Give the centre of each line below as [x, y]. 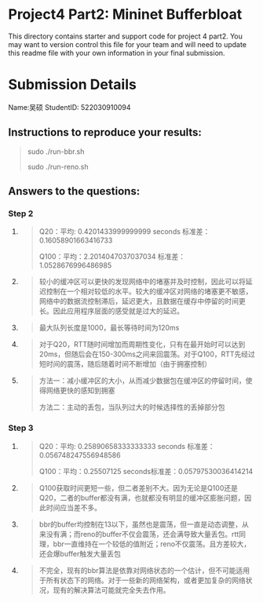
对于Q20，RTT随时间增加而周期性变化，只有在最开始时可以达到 [142, 345]
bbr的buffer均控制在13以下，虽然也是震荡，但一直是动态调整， [141, 524]
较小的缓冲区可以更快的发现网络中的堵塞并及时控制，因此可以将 [142, 282]
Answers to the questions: [74, 191]
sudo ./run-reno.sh [58, 166]
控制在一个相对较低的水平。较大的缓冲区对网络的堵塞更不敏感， [149, 291]
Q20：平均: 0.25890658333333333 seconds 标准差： [127, 446]
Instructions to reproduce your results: [105, 132]
